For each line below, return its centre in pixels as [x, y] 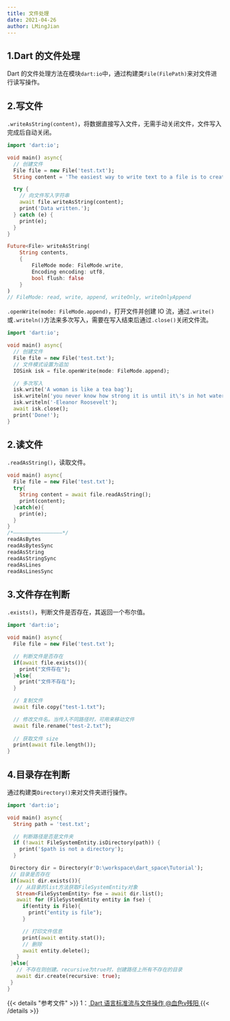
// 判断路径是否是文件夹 [43, 836]
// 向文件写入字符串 [44, 196]
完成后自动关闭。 [31, 132]
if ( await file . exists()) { [50, 663]
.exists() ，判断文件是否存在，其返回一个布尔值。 [78, 612]
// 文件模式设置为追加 [41, 365]
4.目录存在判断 [39, 774]
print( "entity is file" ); [65, 913]
